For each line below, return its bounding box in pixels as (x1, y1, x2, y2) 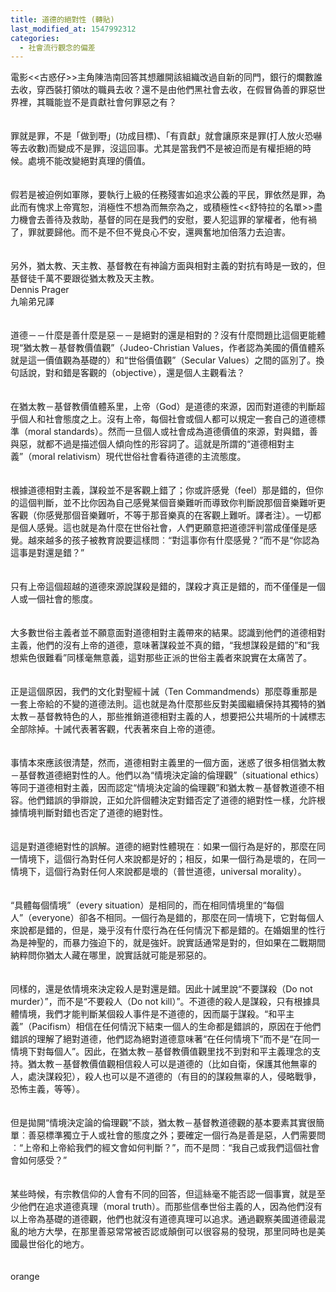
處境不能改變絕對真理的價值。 (27, 155, 151, 167)
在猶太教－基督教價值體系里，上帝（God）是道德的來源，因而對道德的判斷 (10, 401, 317, 413)
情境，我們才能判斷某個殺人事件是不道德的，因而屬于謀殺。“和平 (18, 1008, 287, 1020)
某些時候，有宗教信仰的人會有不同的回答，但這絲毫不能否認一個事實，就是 (10, 1188, 317, 1200)
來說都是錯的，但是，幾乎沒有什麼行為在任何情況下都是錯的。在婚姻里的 (10, 924, 308, 936)
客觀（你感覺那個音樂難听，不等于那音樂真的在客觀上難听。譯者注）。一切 (10, 509, 313, 521)
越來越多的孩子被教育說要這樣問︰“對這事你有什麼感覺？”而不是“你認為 (27, 534, 320, 546)
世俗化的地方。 (27, 1238, 90, 1250)
